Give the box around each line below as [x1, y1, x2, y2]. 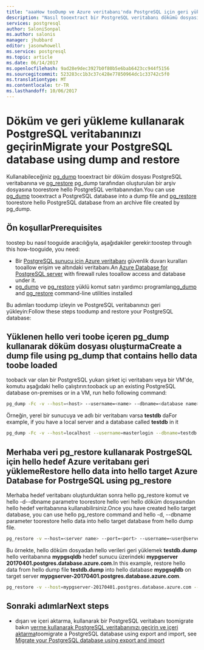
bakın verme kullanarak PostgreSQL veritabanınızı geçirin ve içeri [15, 623, 178, 631]
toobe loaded [6, 360, 58, 371]
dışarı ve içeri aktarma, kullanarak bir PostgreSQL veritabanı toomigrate [15, 617, 194, 624]
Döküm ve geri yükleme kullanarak [6, 114, 185, 128]
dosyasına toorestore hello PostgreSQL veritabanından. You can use [6, 186, 175, 193]
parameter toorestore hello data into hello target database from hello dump [6, 518, 194, 524]
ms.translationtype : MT [6, 77, 67, 83]
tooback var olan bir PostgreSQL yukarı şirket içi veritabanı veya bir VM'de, [6, 376, 194, 383]
